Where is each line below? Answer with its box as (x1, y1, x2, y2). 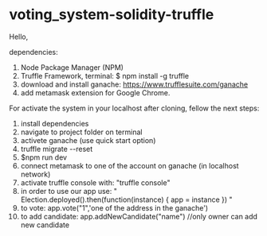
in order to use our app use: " (20, 186, 118, 195)
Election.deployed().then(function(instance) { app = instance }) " (20, 195, 234, 204)
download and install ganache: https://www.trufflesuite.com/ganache (20, 79, 249, 89)
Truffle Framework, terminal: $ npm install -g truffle (20, 71, 190, 80)
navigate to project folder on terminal (20, 127, 143, 137)
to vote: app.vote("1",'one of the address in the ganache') (20, 203, 209, 212)
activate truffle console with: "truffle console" (20, 177, 171, 188)
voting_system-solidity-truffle (9, 6, 214, 24)
